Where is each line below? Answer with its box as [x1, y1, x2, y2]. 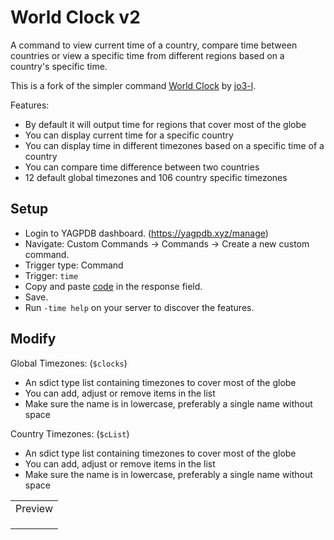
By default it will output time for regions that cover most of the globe [24, 118, 307, 130]
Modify [10, 331, 57, 348]
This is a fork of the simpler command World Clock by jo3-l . [10, 79, 257, 91]
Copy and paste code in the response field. [24, 280, 203, 292]
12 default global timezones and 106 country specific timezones [24, 171, 288, 183]
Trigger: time [24, 269, 79, 281]
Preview [15, 501, 53, 515]
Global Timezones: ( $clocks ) [10, 357, 128, 369]
